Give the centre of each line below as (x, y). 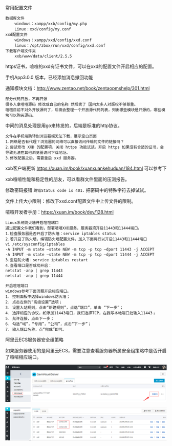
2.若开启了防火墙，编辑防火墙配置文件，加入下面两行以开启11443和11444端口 (76, 239)
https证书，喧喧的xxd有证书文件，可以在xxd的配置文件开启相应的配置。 (81, 66)
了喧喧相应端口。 (23, 357)
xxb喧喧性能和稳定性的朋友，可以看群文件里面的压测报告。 (67, 179)
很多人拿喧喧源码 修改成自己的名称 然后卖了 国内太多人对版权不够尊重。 (72, 104)
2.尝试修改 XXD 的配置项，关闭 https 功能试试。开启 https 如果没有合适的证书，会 (85, 147)
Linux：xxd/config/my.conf (43, 29)
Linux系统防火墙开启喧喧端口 (32, 223)
